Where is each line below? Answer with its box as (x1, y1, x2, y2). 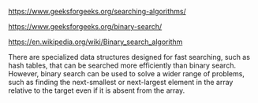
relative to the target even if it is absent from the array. (8, 86, 185, 95)
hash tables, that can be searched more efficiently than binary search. (8, 61, 237, 70)
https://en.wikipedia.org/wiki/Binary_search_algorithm (8, 37, 183, 46)
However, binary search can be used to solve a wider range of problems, (8, 69, 245, 78)
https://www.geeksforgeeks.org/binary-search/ (8, 22, 163, 31)
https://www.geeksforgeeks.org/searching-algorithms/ (8, 7, 187, 16)
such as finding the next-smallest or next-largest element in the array (8, 78, 234, 86)
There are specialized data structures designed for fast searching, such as (8, 53, 251, 61)
